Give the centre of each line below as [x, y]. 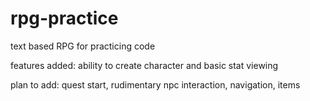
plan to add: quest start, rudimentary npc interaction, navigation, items [155, 84]
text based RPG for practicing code [83, 46]
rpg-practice [64, 18]
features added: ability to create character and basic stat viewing [144, 65]
